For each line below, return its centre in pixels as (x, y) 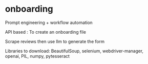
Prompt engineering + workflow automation (49, 22)
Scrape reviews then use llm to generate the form (55, 41)
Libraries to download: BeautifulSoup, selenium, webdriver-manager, (74, 51)
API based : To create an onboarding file (46, 32)
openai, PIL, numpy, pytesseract (37, 56)
